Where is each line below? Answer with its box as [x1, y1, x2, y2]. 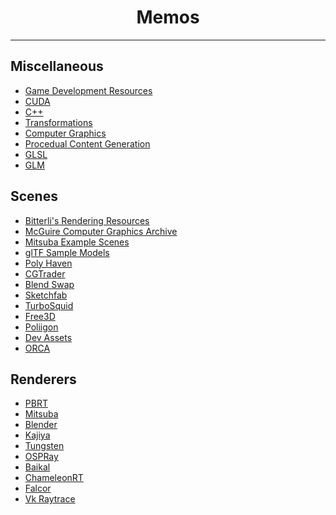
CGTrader [24, 267, 66, 280]
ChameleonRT [24, 472, 84, 484]
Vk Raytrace [24, 493, 76, 505]
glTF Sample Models [24, 246, 110, 258]
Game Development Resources [24, 84, 153, 96]
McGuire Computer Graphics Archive [24, 225, 178, 237]
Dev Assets [24, 331, 73, 343]
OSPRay [24, 451, 59, 463]
